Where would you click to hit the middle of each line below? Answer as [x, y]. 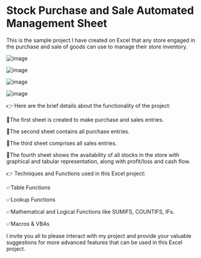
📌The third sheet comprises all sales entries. [61, 143]
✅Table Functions [28, 187]
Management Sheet [57, 23]
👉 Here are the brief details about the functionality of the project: [88, 105]
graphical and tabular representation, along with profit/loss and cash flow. [98, 161]
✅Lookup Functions [31, 199]
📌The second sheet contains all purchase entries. [68, 131]
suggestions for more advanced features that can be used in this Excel [94, 242]
